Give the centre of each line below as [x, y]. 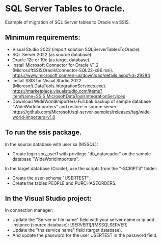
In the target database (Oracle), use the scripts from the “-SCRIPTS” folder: [81, 168]
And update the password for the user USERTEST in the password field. [85, 235]
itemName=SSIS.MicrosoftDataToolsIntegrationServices [68, 96]
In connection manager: [29, 210]
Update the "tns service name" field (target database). [67, 230]
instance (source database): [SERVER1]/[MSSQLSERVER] [70, 225]
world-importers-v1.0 [34, 117]
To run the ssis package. [43, 133]
